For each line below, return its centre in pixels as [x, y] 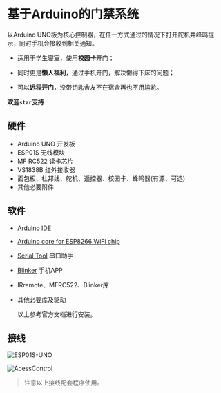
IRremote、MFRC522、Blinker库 [63, 285]
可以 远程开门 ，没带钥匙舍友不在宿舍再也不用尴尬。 [90, 87]
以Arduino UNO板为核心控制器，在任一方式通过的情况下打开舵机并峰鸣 [108, 35]
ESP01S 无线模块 [41, 152]
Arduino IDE [34, 228]
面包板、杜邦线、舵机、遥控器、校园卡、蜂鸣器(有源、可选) [101, 178]
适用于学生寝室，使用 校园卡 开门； [66, 58]
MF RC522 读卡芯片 [45, 161]
